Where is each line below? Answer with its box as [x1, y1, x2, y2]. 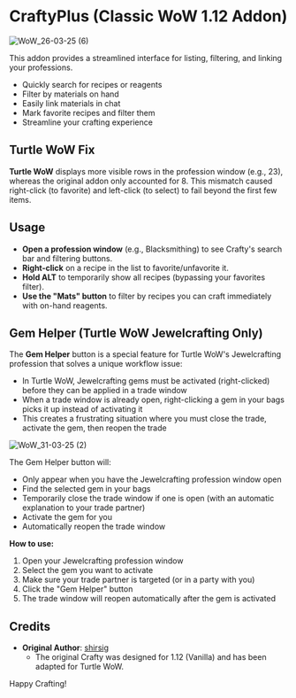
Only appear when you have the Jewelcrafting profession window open [21, 474, 282, 485]
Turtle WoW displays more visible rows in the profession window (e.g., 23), [9, 166, 284, 176]
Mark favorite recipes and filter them [21, 107, 156, 118]
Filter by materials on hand [21, 89, 119, 99]
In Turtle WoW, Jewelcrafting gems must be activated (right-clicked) [21, 376, 270, 386]
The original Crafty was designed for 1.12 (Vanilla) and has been [34, 652, 267, 663]
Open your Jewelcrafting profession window [21, 555, 184, 566]
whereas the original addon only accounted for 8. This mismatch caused [9, 175, 273, 186]
